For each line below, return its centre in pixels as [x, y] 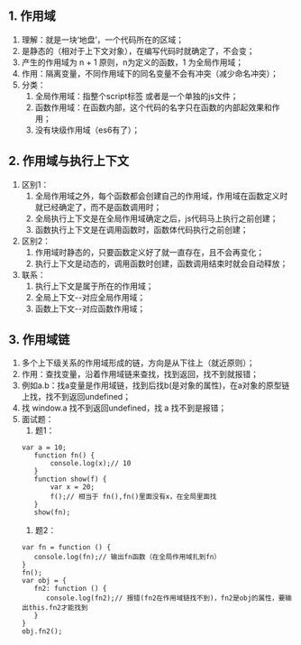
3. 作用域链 [39, 340]
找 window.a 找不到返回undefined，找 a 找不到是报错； [124, 408]
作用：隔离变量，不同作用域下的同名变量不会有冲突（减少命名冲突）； [150, 73]
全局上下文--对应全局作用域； [90, 297]
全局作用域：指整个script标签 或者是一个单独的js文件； [137, 96]
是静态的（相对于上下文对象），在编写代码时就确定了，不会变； [138, 51]
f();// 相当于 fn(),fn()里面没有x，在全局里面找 [133, 497]
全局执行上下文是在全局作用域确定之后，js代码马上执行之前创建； [156, 218]
